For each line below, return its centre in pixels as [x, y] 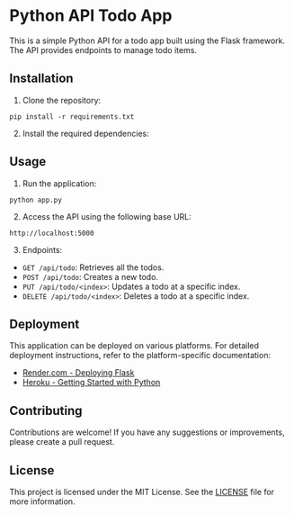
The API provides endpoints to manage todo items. [103, 50]
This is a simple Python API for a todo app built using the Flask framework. [147, 41]
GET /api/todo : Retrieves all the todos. [93, 267]
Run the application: [59, 183]
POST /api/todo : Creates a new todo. [90, 276]
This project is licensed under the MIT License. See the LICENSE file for [142, 492]
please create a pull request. [62, 442]
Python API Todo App [91, 16]
